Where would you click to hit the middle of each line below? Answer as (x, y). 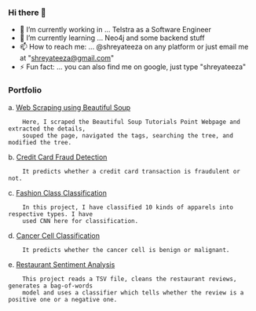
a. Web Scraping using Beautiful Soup (69, 107)
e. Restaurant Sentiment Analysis (62, 264)
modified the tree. (40, 142)
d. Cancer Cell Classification (54, 236)
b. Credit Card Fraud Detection (58, 157)
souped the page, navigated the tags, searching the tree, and (128, 135)
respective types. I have (50, 214)
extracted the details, (47, 129)
